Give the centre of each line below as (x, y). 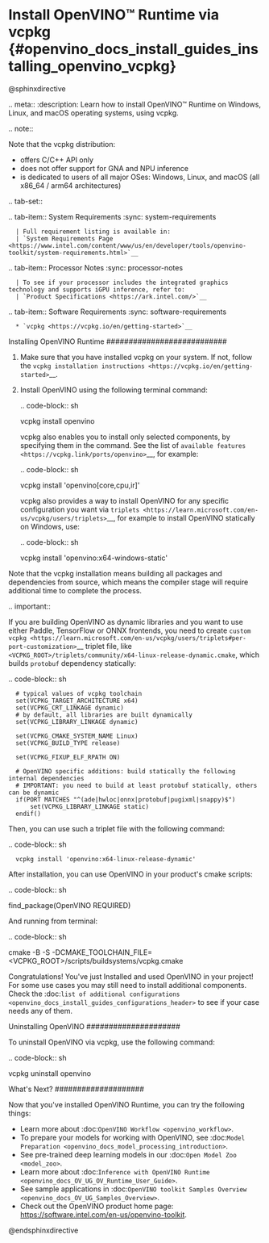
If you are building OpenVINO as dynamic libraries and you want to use (126, 621)
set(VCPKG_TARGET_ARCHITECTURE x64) (77, 701)
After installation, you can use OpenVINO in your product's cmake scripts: (131, 874)
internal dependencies (46, 778)
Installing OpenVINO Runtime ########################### (118, 341)
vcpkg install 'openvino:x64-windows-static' (94, 558)
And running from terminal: (53, 921)
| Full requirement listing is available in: (93, 232)
